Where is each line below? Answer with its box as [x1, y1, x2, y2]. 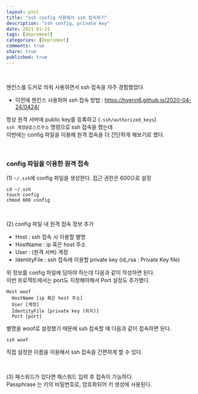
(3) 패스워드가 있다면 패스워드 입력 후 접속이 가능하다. [6, 373, 134, 380]
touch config [6, 192, 39, 198]
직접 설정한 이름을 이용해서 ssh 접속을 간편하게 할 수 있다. [6, 348, 143, 356]
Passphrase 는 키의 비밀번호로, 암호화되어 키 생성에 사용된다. [6, 381, 152, 388]
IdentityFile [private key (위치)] [12, 308, 99, 314]
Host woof [6, 288, 32, 295]
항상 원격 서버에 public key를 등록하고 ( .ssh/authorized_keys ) [6, 116, 157, 123]
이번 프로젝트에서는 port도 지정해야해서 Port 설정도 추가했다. [6, 276, 151, 283]
